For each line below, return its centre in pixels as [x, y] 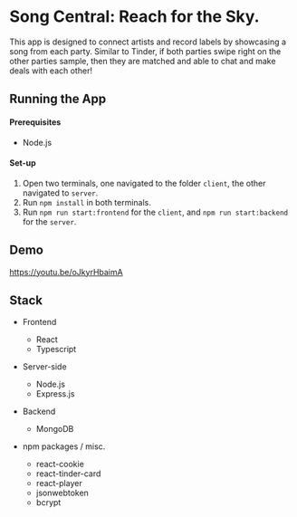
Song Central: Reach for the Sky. [134, 17]
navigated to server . [60, 193]
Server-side [44, 367]
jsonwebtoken [62, 493]
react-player [59, 483]
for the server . [49, 221]
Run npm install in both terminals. [87, 202]
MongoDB [55, 429]
